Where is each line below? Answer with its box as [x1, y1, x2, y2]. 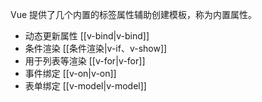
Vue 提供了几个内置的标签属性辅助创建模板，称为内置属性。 [10, 9, 258, 20]
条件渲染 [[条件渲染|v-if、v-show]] [24, 43, 168, 54]
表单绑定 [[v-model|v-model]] [24, 80, 147, 92]
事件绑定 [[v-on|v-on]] [24, 68, 117, 79]
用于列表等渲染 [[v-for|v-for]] [24, 55, 146, 67]
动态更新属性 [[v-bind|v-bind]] [24, 30, 150, 42]
